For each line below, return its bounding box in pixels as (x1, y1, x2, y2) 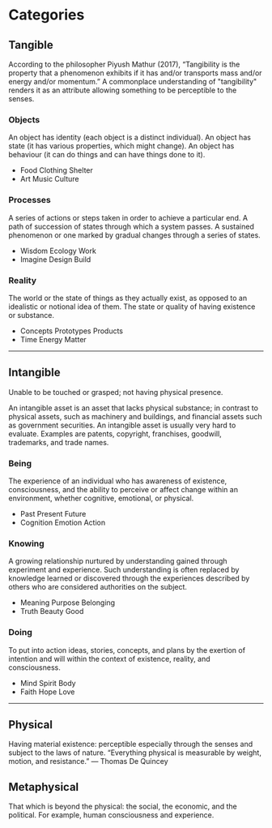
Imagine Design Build (19, 254, 91, 264)
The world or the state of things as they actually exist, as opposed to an (8, 293, 248, 302)
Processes (8, 195, 51, 206)
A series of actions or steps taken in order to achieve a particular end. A (8, 212, 249, 222)
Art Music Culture (19, 174, 79, 184)
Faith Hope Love (19, 687, 75, 697)
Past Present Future (19, 509, 87, 518)
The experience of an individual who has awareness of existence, (8, 476, 227, 486)
